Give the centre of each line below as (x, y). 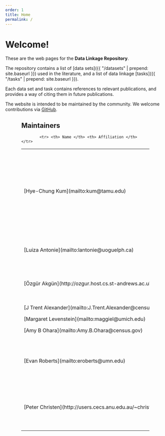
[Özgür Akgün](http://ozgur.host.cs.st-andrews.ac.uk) (89, 283)
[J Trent (33, 308)
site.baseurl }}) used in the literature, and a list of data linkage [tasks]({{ (80, 74)
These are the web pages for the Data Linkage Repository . (67, 58)
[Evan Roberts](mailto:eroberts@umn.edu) (75, 361)
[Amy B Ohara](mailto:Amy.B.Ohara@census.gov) (83, 331)
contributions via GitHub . (31, 110)
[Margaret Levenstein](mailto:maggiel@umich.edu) (85, 319)
